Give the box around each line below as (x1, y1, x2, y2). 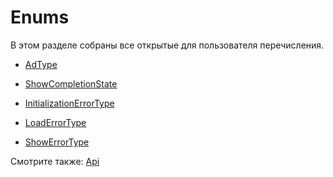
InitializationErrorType (24, 97, 115, 109)
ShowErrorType (24, 136, 90, 148)
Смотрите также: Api (10, 155, 100, 167)
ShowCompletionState (24, 77, 118, 90)
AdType (24, 58, 58, 70)
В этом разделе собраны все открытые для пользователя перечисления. (10, 39, 325, 51)
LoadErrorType (24, 116, 87, 128)
